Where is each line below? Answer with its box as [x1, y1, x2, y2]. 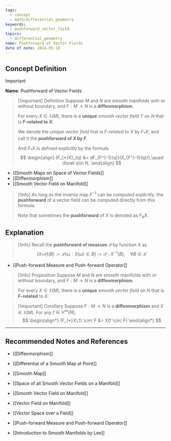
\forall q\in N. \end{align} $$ [62, 160, 122, 166]
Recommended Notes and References [5, 337, 128, 345]
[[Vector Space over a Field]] [12, 410, 74, 416]
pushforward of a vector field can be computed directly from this [17, 197, 155, 203]
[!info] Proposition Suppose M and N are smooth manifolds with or [17, 272, 157, 278]
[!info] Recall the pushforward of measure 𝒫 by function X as [17, 242, 148, 248]
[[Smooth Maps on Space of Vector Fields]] [12, 170, 104, 176]
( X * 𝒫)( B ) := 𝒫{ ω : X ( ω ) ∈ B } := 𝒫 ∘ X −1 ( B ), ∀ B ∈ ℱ [37, 250, 147, 258]
